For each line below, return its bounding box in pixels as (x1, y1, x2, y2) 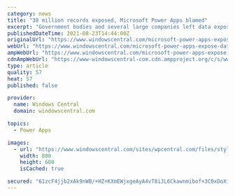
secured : (7, 178, 33, 185)
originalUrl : (7, 36, 45, 43)
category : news (7, 10, 52, 17)
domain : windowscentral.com (13, 108, 96, 115)
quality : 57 (7, 69, 42, 76)
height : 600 (20, 159, 55, 166)
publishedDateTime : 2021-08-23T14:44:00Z (7, 29, 130, 37)
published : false (7, 82, 58, 89)
